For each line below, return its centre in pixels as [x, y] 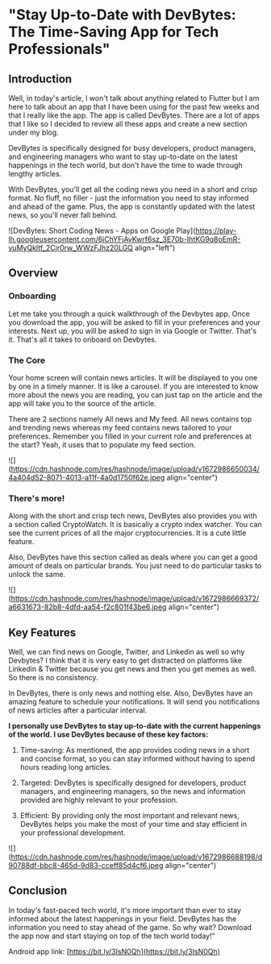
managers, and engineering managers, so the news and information [133, 792]
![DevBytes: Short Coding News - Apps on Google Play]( [102, 231]
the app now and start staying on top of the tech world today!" [112, 936]
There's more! [37, 498]
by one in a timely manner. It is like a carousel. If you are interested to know [133, 386]
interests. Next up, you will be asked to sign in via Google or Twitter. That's [132, 330]
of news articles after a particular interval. [78, 710]
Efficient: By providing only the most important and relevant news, [130, 816]
